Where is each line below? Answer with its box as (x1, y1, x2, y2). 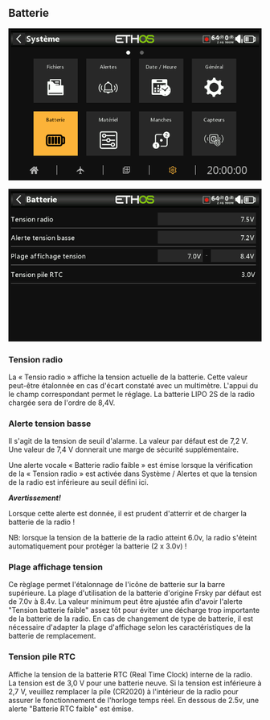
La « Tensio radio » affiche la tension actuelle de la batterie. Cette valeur (8, 372, 248, 382)
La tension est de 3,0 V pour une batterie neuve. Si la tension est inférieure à (8, 678, 262, 688)
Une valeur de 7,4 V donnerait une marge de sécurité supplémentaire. (8, 445, 239, 454)
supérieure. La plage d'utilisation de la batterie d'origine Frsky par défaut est (8, 588, 262, 598)
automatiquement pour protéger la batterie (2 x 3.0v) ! (8, 541, 187, 551)
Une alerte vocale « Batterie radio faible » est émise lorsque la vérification (8, 461, 253, 470)
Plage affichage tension (8, 561, 103, 573)
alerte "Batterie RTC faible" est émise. (8, 704, 134, 714)
